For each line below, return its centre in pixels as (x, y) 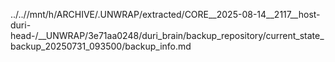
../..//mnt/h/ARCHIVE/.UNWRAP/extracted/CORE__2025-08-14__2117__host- (165, 14)
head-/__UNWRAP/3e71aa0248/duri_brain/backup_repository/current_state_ (167, 35)
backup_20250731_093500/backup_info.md (101, 46)
